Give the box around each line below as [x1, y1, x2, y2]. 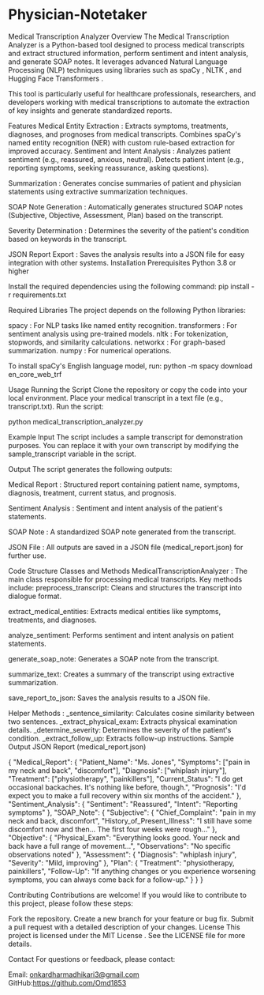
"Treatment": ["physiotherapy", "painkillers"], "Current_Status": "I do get [8, 774, 243, 783]
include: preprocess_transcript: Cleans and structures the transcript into [8, 582, 243, 592]
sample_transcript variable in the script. [8, 449, 136, 458]
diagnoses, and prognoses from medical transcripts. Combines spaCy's [8, 129, 242, 139]
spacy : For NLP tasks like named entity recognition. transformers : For [8, 320, 238, 330]
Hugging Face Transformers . [8, 73, 104, 83]
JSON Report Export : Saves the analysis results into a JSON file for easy [8, 249, 245, 258]
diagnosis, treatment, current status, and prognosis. [8, 488, 177, 497]
